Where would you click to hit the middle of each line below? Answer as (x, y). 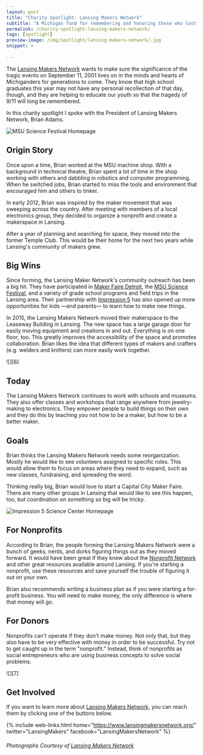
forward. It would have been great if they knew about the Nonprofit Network (101, 557)
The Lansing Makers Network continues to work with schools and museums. (102, 396)
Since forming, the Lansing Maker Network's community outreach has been (101, 280)
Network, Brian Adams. (35, 119)
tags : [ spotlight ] (29, 35)
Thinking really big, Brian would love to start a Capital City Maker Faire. (95, 486)
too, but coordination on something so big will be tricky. (76, 499)
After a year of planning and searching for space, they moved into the (93, 233)
